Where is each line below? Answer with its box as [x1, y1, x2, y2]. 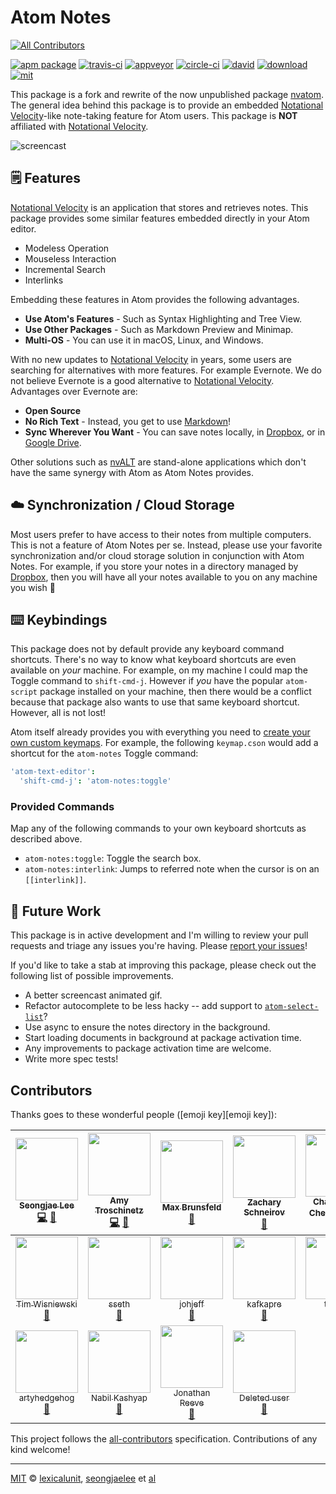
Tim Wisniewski [16, 1299, 78, 1310]
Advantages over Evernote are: [10, 385, 138, 397]
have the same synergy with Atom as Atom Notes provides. [10, 466, 255, 478]
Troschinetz [94, 1205, 144, 1216]
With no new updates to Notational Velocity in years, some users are [10, 353, 293, 365]
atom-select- [264, 1002, 319, 1012]
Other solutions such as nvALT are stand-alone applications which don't [10, 456, 307, 468]
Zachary [246, 1197, 282, 1208]
